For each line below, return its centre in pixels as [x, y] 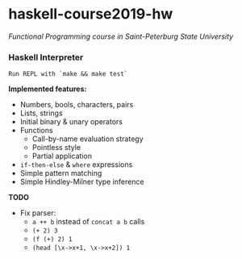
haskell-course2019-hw [91, 14]
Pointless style [56, 148]
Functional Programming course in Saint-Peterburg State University [121, 36]
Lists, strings [41, 113]
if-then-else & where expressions [76, 165]
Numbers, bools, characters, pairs [77, 105]
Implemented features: [48, 89]
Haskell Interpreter [46, 57]
